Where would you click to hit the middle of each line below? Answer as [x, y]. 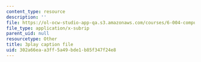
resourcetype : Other [32, 39]
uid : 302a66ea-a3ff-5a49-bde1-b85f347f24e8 [61, 50]
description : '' [26, 17]
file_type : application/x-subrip [48, 28]
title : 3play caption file [40, 45]
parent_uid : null [28, 34]
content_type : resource [36, 12]
